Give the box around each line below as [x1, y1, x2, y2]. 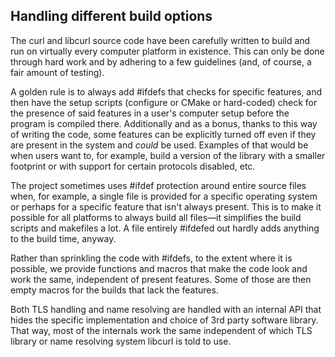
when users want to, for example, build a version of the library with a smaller [10, 149, 326, 161]
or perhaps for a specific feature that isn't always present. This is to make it [10, 200, 322, 213]
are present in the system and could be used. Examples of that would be [10, 139, 309, 151]
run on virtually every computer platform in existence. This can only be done [10, 45, 325, 57]
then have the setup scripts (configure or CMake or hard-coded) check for [10, 96, 318, 108]
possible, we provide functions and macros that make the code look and [10, 262, 308, 274]
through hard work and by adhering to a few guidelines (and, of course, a [10, 55, 312, 68]
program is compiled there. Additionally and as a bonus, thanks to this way [10, 117, 318, 129]
